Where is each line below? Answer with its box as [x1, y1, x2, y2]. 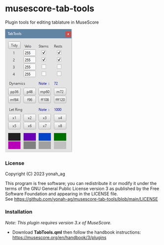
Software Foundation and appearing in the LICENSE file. [5, 191, 118, 197]
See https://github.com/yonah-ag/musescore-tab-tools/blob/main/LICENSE [5, 196, 158, 202]
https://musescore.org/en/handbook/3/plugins [12, 234, 107, 240]
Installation [5, 209, 33, 215]
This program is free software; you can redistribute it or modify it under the [5, 181, 157, 186]
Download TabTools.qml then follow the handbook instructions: [12, 229, 141, 235]
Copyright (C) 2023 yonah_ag [5, 171, 65, 177]
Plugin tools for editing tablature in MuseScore [5, 19, 99, 25]
